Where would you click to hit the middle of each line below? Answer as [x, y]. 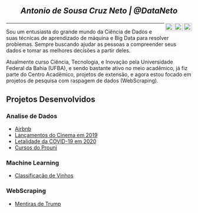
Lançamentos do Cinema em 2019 [56, 135]
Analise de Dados [32, 116]
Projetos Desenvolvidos [51, 99]
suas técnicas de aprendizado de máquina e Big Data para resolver [88, 38]
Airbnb [23, 129]
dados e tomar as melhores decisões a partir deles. [68, 51]
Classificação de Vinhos [44, 176]
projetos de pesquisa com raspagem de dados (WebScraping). [82, 81]
